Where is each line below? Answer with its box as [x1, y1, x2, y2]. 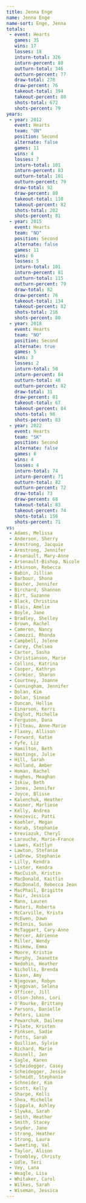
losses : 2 [14, 360, 39, 366]
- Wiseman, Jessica [8, 1187, 59, 1193]
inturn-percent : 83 [14, 168, 64, 174]
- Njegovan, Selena [8, 984, 59, 990]
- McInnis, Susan [8, 921, 53, 927]
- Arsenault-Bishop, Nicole [8, 558, 80, 564]
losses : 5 [14, 258, 39, 264]
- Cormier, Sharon [8, 672, 56, 678]
